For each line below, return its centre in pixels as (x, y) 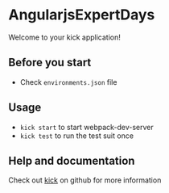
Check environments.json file (68, 82)
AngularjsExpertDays (82, 15)
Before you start (50, 63)
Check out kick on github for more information (85, 180)
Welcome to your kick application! (64, 37)
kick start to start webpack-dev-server (87, 127)
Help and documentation (72, 160)
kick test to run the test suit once (77, 136)
